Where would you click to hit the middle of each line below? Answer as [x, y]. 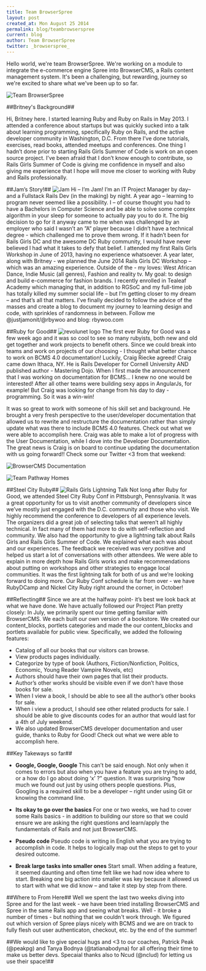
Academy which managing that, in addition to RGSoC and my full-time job [99, 287]
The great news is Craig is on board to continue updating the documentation [103, 447]
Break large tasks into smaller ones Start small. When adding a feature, [106, 866]
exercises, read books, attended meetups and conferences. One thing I [96, 145]
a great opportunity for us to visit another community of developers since [99, 503]
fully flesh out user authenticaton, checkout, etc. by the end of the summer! [102, 930]
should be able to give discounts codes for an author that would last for [105, 715]
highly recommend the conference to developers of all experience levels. [99, 516]
